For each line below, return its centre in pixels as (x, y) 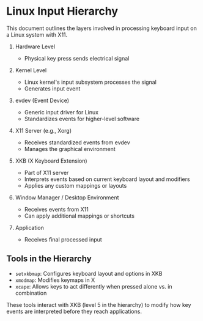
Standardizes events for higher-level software (82, 119)
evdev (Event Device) (42, 100)
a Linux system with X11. (37, 34)
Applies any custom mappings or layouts (76, 185)
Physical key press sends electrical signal (77, 58)
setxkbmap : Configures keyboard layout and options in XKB (89, 273)
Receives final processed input (63, 239)
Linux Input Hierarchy (62, 11)
